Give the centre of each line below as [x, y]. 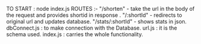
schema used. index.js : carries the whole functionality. [75, 34]
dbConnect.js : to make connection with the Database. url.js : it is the [92, 28]
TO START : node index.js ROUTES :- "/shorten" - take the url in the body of [101, 9]
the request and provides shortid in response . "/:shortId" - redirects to [94, 15]
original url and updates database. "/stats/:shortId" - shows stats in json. [97, 21]
